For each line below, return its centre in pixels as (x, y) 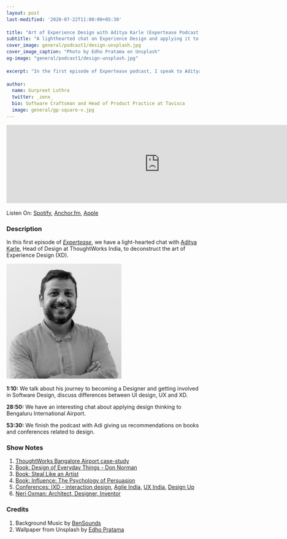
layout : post (23, 13)
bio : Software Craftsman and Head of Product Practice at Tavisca (98, 104)
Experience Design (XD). (37, 255)
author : (16, 84)
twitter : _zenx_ (33, 97)
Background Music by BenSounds (58, 523)
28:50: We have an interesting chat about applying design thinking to (94, 407)
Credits (17, 510)
